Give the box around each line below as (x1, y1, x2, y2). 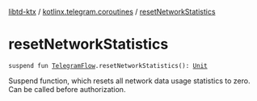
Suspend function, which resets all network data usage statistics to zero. (8, 76, 251, 86)
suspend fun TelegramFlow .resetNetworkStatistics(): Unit (8, 61, 208, 69)
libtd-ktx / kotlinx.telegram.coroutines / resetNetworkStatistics (8, 7, 216, 16)
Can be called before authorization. (8, 84, 126, 94)
